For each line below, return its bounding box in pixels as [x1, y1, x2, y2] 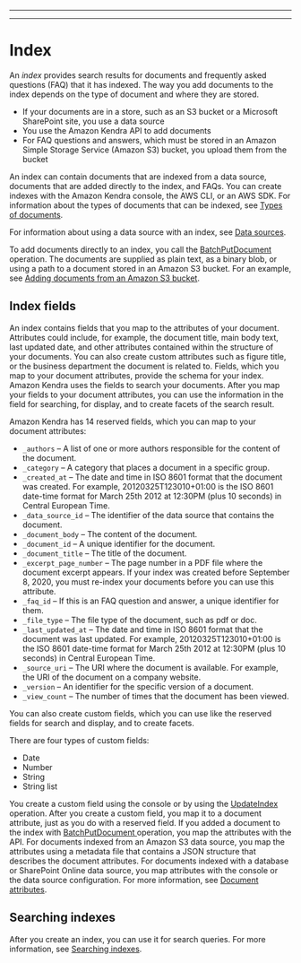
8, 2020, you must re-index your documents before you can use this [21, 576, 275, 587]
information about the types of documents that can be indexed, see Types [9, 199, 283, 211]
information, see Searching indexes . [9, 943, 142, 954]
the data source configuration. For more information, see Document [9, 874, 259, 885]
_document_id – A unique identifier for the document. [21, 538, 216, 549]
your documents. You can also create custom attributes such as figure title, [9, 351, 287, 361]
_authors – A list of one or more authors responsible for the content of [21, 443, 280, 454]
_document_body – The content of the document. [21, 528, 198, 539]
